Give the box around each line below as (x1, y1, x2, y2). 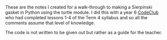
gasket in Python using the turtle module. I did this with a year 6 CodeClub (5, 9, 159, 15)
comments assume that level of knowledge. (5, 20, 95, 26)
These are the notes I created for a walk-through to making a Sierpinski (5, 4, 152, 10)
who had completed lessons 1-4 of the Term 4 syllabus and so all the (5, 15, 148, 20)
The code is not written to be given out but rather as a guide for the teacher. (5, 30, 162, 35)
